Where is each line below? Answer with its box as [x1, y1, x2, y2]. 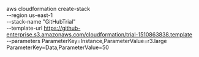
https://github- [43, 24, 81, 32]
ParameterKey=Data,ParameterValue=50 [6, 44, 109, 51]
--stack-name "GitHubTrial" [6, 18, 76, 25]
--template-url [6, 24, 43, 32]
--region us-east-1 [6, 12, 53, 19]
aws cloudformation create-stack [6, 5, 91, 12]
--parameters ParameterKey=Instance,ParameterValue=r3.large [6, 38, 167, 44]
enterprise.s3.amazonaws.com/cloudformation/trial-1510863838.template [6, 31, 193, 38]
